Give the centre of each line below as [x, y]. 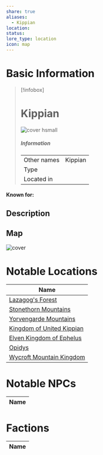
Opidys [19, 348]
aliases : [17, 17]
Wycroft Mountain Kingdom [47, 357]
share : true [21, 11]
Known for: [20, 195]
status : [16, 34]
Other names [41, 160]
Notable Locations [52, 271]
